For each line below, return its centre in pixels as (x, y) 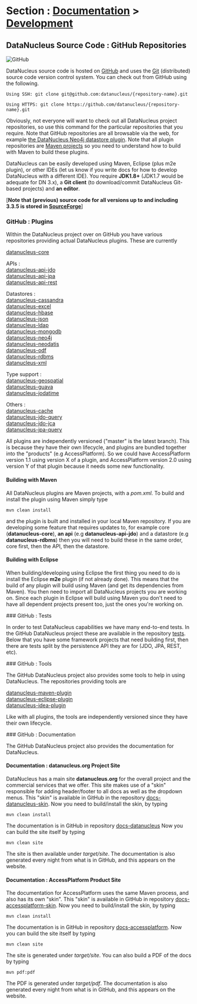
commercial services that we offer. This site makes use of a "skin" (86, 785)
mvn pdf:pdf (21, 973)
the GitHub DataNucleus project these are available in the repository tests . (96, 633)
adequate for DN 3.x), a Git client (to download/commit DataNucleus (89, 182)
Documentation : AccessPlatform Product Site (64, 880)
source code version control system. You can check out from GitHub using (96, 77)
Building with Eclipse (32, 560)
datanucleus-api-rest (32, 282)
